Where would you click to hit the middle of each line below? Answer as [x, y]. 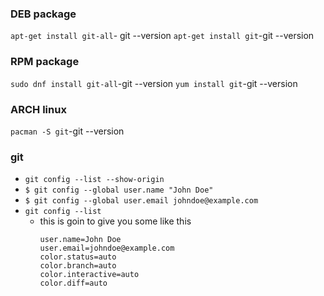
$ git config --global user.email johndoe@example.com [141, 201]
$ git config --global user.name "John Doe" [119, 190]
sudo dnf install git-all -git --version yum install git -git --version [154, 83]
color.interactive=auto [89, 275]
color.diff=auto [73, 283]
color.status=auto [78, 257]
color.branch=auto [78, 266]
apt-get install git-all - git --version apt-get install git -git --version [162, 36]
